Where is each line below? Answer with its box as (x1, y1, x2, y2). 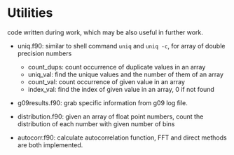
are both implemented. (17, 140, 83, 149)
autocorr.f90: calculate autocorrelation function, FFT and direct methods (17, 133, 227, 142)
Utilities (7, 5, 53, 21)
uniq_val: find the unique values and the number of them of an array (27, 70, 224, 79)
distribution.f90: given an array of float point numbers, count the (17, 112, 204, 121)
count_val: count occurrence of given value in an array (27, 77, 186, 86)
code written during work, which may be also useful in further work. (7, 28, 203, 36)
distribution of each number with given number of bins (17, 119, 175, 128)
